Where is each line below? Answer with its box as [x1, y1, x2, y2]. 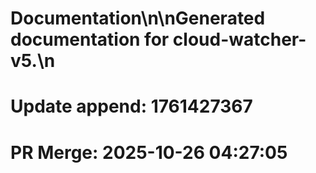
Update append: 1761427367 [10, 95, 253, 118]
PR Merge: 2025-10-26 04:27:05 [10, 141, 288, 164]
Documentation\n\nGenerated [10, 7, 266, 30]
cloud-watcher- [172, 28, 307, 51]
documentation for [10, 28, 170, 51]
